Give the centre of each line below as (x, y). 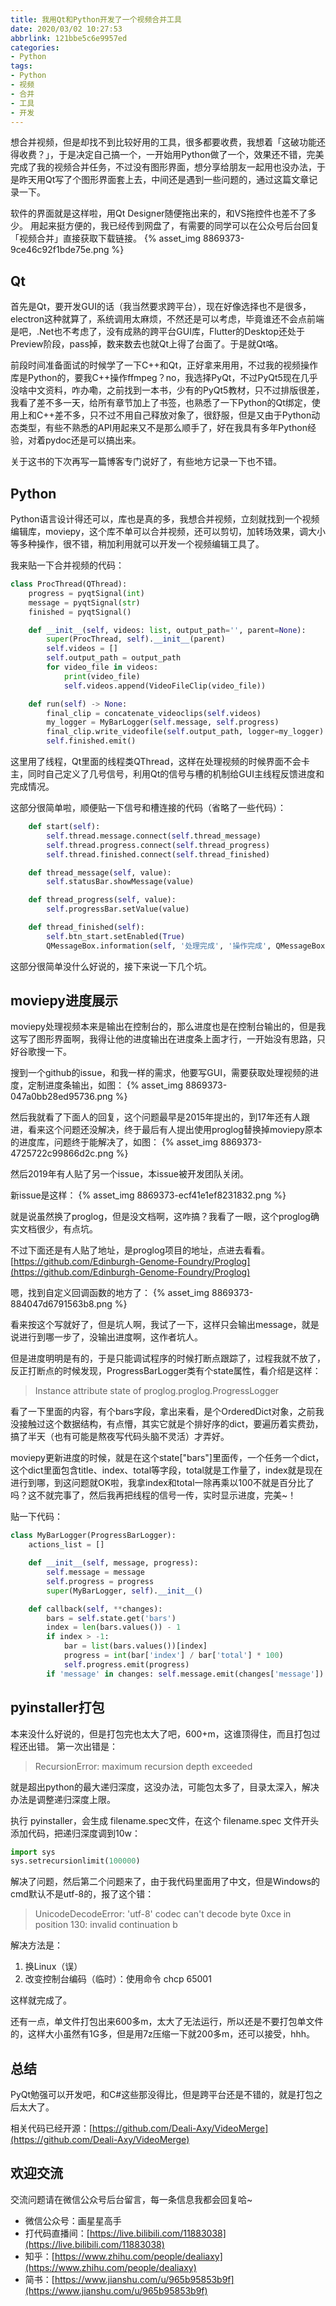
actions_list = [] (66, 1545)
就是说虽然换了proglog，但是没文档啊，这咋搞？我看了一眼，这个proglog (160, 1217)
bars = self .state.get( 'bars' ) (111, 1618)
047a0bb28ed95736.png (61, 1097)
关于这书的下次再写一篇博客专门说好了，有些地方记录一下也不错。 (146, 462)
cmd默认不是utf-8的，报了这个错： (82, 1894)
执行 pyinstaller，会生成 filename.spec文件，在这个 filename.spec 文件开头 (165, 1820)
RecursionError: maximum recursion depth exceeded (143, 1766)
